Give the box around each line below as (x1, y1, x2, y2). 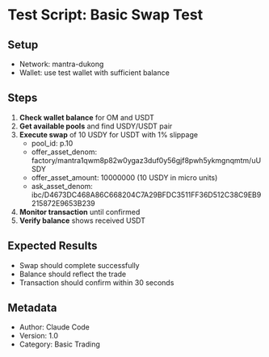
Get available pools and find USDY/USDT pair (19, 121, 173, 131)
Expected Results (7, 239, 98, 253)
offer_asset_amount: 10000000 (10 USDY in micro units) (31, 172, 218, 183)
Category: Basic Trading (19, 339, 100, 349)
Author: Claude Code (19, 322, 90, 332)
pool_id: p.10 (31, 138, 74, 148)
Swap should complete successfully (19, 260, 140, 270)
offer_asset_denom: (31, 147, 98, 157)
